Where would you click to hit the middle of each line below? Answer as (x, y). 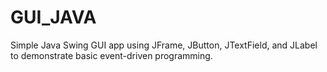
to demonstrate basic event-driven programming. (111, 55)
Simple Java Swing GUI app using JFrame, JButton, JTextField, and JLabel (164, 45)
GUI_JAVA (53, 17)
